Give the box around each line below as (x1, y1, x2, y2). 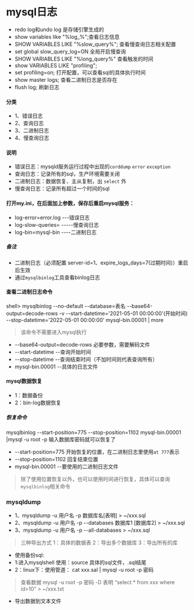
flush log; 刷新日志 (14, 83, 60, 91)
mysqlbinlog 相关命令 (20, 482, 71, 490)
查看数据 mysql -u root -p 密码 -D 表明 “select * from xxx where (20, 579, 175, 586)
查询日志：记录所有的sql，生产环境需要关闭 (14, 170, 121, 177)
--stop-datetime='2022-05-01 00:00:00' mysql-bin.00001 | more (6, 316, 164, 323)
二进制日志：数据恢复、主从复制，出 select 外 (14, 177, 126, 185)
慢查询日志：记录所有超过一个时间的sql (14, 185, 110, 192)
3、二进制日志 (14, 127, 49, 134)
